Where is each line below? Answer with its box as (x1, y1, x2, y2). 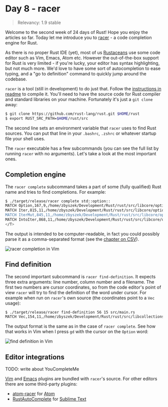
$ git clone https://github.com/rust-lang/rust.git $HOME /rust (5, 111, 140, 116)
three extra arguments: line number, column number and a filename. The (5, 279, 154, 285)
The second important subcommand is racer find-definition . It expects (5, 273, 156, 280)
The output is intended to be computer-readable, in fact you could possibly (5, 231, 160, 237)
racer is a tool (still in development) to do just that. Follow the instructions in (5, 85, 161, 91)
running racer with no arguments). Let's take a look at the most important (5, 150, 156, 156)
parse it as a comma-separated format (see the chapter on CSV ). (5, 236, 139, 242)
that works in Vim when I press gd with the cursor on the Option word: (5, 329, 148, 335)
